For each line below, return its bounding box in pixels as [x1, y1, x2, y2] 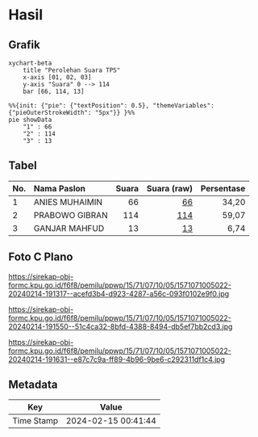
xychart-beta [8, 59, 52, 67]
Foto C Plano [8, 250, 73, 264]
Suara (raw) [146, 183, 193, 194]
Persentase [200, 183, 246, 194]
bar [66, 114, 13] [23, 87, 85, 95]
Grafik [8, 38, 40, 52]
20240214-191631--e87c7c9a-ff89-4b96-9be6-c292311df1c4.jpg [8, 354, 226, 364]
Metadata [8, 378, 58, 392]
